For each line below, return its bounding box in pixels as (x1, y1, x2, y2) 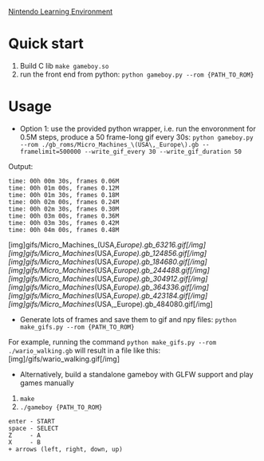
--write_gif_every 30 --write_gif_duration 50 (84, 148, 242, 156)
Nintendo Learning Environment (8, 7, 113, 16)
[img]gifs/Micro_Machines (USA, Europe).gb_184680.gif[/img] (8, 257, 207, 266)
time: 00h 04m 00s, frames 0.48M (8, 226, 120, 234)
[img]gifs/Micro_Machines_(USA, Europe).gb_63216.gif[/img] (8, 239, 206, 250)
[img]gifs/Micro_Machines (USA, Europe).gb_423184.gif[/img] (8, 290, 208, 300)
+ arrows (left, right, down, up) (8, 445, 124, 453)
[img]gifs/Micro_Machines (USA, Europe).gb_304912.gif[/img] (8, 274, 208, 283)
